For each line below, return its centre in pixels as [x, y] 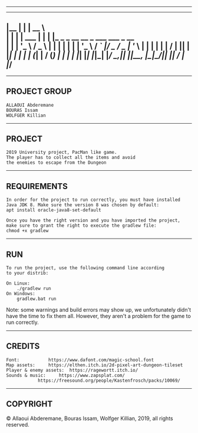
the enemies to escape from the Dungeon [57, 163]
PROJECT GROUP [39, 92]
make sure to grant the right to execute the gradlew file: [82, 226]
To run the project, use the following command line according [85, 268]
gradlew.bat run [37, 299]
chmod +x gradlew [27, 231]
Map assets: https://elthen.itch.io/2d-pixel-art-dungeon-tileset [95, 365]
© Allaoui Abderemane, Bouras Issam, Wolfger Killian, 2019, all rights [90, 418]
